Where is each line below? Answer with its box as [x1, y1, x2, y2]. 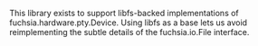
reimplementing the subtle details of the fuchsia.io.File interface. [9, 27, 250, 37]
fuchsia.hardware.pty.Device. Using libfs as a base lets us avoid [9, 17, 247, 28]
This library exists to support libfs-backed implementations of [9, 8, 240, 18]
